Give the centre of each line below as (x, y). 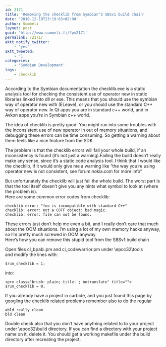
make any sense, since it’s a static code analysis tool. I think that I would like (83, 161)
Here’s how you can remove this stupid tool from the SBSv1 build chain (77, 240)
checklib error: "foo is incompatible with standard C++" (66, 206)
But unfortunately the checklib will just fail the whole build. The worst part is (83, 181)
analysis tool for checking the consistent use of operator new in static (76, 94)
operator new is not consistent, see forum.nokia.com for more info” (74, 171)
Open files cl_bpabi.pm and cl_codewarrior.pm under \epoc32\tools (74, 249)
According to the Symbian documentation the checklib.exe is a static (75, 88)
